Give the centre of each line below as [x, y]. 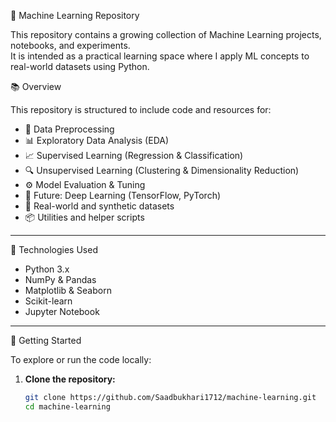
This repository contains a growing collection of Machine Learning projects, [166, 34]
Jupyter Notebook [62, 311]
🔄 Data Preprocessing [69, 129]
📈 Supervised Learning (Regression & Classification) [134, 155]
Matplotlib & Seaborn [68, 290]
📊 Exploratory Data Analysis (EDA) [97, 140]
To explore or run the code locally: [81, 359]
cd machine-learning [67, 406]
